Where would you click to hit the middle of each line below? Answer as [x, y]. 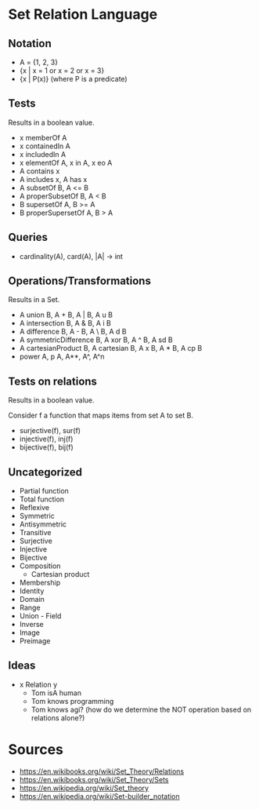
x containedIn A [45, 146]
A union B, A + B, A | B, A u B [66, 315]
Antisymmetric [43, 524]
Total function [42, 499]
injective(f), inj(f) [46, 439]
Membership [40, 583]
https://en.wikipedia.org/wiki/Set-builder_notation [99, 796]
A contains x [40, 171]
